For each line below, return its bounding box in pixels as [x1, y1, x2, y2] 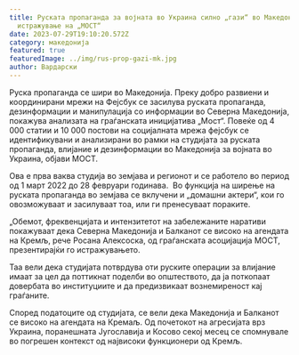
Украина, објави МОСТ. [9, 153, 99, 164]
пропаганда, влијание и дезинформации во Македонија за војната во [9, 143, 273, 154]
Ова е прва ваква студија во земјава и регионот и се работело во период [9, 170, 290, 181]
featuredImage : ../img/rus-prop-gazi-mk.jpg [9, 54, 177, 63]
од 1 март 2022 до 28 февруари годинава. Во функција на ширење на [9, 180, 276, 190]
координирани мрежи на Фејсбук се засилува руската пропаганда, [9, 96, 266, 107]
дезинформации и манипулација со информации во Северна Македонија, [9, 106, 290, 117]
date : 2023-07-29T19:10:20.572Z [9, 29, 129, 38]
